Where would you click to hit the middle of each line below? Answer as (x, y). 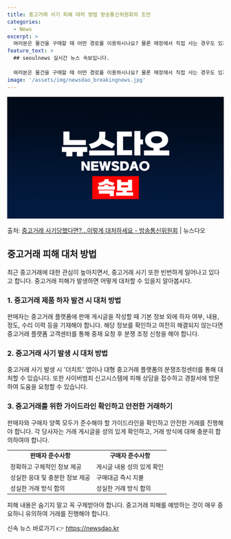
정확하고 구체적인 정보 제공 (46, 466)
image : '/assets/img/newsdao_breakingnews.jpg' (77, 80)
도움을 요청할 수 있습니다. (54, 387)
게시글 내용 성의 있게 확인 (130, 466)
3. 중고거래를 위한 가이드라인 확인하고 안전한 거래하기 (90, 406)
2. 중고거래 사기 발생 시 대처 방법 (58, 353)
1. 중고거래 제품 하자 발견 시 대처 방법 (64, 300)
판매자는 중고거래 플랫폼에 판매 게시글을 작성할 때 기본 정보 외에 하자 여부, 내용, (113, 317)
